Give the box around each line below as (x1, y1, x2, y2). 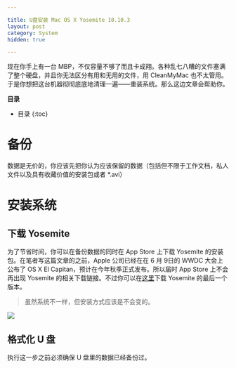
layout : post (7, 22, 46, 30)
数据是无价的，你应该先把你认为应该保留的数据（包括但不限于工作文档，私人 (7, 162, 229, 170)
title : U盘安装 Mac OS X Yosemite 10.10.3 (7, 16, 131, 23)
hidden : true (7, 36, 46, 43)
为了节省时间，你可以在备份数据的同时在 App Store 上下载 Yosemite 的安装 (7, 247, 224, 256)
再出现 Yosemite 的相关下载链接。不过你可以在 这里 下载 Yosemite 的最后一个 (7, 274, 228, 282)
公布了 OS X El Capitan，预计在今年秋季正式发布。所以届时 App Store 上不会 (7, 265, 229, 274)
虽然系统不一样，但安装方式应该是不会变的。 (24, 298, 155, 306)
